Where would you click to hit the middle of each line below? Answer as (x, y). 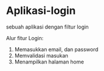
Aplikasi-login (41, 11)
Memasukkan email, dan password (56, 49)
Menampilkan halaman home (49, 62)
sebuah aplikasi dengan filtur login (47, 27)
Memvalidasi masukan (41, 55)
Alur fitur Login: (25, 38)
